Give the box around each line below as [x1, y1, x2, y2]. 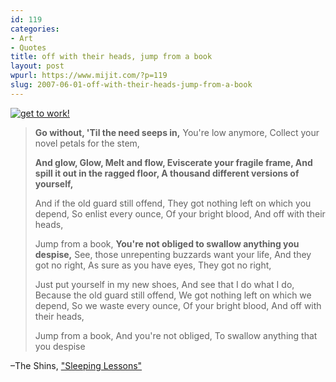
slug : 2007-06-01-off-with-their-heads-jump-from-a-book [10, 80, 253, 90]
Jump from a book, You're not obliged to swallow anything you [34, 237, 300, 250]
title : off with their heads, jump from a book [10, 52, 213, 62]
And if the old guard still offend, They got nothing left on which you [34, 197, 312, 209]
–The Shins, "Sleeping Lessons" [10, 359, 143, 371]
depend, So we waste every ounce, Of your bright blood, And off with [34, 299, 322, 311]
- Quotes [10, 42, 47, 53]
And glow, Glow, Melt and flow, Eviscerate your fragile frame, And [34, 156, 313, 168]
